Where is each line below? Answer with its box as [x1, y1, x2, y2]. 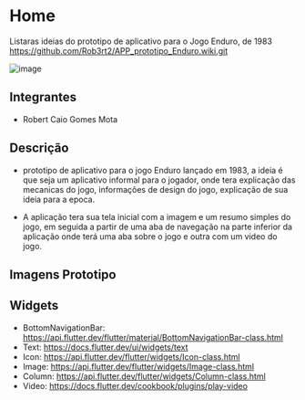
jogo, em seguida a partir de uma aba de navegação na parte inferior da [22, 221, 293, 232]
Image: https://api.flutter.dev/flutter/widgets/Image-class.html [22, 361, 255, 372]
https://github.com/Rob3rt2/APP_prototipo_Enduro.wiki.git [9, 45, 229, 56]
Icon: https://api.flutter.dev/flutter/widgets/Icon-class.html [22, 351, 240, 362]
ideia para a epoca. [22, 194, 96, 205]
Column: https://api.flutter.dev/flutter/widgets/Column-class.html [22, 371, 266, 382]
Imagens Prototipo [9, 267, 117, 282]
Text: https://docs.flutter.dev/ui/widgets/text [22, 342, 188, 353]
